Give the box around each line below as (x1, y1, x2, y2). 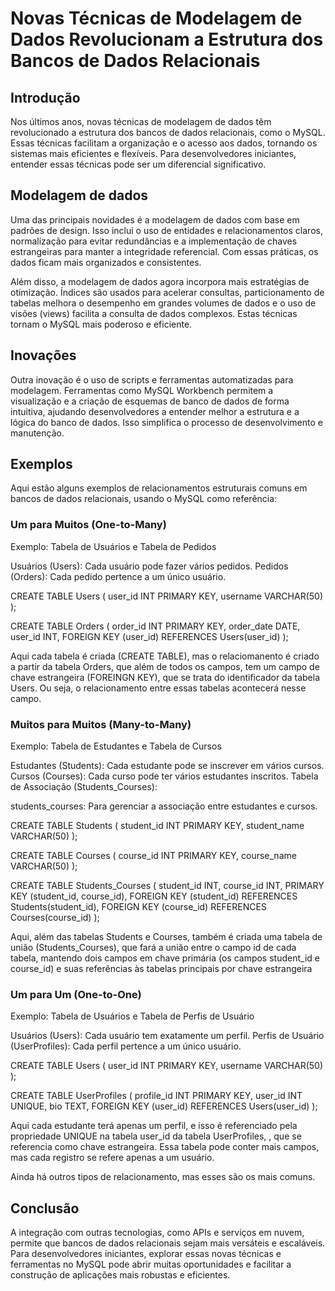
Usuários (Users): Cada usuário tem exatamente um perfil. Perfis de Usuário (10, 1030, 325, 1042)
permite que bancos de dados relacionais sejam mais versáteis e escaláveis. (10, 1237, 326, 1249)
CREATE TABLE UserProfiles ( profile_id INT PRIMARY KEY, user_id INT (10, 1090, 303, 1102)
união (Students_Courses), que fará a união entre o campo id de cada (10, 942, 297, 954)
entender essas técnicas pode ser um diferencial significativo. (10, 158, 267, 170)
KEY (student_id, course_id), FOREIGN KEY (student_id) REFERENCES (10, 890, 298, 902)
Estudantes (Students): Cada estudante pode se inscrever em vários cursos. (10, 760, 325, 772)
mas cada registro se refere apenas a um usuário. (10, 1152, 215, 1164)
